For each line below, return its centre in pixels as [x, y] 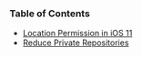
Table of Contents [50, 14]
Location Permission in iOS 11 [77, 33]
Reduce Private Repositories [76, 43]
